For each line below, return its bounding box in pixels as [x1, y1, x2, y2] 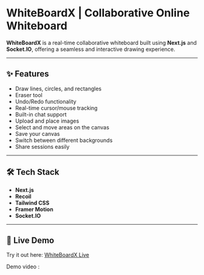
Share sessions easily [15, 143, 70, 150]
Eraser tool [15, 91, 42, 98]
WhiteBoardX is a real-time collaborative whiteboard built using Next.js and [6, 39, 197, 46]
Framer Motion [15, 205, 53, 212]
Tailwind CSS [15, 199, 50, 206]
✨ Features [6, 69, 49, 79]
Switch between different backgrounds [15, 137, 113, 144]
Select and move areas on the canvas [15, 123, 109, 131]
